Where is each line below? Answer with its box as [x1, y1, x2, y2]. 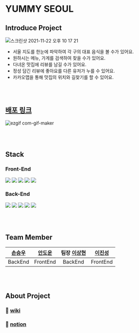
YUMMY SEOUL [5, 3, 74, 15]
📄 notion [5, 321, 27, 328]
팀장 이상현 [61, 249, 86, 256]
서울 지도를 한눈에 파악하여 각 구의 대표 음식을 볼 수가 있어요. [12, 49, 134, 54]
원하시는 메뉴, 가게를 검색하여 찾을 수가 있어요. [12, 55, 106, 61]
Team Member [5, 233, 53, 242]
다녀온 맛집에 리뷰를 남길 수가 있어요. [12, 61, 87, 67]
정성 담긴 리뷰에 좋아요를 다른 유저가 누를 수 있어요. [12, 68, 115, 74]
